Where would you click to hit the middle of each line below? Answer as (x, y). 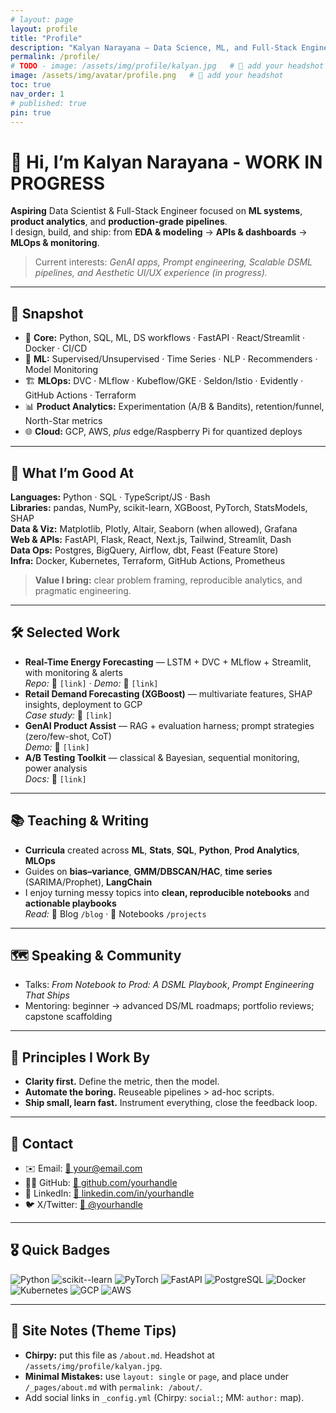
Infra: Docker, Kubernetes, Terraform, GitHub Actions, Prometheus (148, 560)
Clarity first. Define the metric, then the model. (122, 1082)
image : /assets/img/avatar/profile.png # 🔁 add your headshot (147, 76)
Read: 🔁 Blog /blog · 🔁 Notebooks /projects (115, 913)
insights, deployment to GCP (83, 704)
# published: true (48, 103)
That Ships (47, 995)
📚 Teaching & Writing (79, 821)
